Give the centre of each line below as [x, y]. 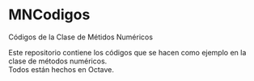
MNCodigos [49, 15]
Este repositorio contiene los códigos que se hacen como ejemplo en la [127, 52]
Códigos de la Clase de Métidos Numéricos [81, 37]
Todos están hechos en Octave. [61, 69]
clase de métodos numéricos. [58, 61]
